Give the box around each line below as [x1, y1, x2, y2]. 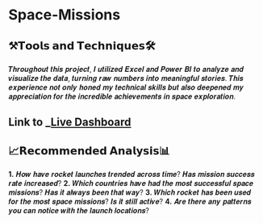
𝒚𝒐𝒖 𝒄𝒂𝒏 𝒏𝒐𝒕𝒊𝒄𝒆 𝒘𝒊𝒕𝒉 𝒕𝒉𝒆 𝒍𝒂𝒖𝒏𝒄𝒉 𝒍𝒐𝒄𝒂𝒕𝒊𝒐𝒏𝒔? [8, 206, 149, 216]
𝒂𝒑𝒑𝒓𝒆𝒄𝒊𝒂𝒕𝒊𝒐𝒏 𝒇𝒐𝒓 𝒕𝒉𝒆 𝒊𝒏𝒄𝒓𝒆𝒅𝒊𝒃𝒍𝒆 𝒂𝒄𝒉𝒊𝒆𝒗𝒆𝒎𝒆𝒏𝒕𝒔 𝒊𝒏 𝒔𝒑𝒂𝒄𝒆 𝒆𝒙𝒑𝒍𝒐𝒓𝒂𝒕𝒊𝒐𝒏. [8, 91, 236, 101]
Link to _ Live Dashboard [8, 116, 131, 129]
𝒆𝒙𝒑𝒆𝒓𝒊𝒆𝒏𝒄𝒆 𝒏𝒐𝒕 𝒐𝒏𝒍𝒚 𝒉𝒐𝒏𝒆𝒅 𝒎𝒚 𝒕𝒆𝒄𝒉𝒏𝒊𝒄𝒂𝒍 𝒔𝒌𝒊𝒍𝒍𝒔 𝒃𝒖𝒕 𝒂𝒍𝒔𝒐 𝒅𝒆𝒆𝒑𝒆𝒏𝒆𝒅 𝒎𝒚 [8, 82, 244, 92]
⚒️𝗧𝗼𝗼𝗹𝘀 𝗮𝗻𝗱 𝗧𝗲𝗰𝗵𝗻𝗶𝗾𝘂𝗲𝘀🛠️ [8, 39, 156, 53]
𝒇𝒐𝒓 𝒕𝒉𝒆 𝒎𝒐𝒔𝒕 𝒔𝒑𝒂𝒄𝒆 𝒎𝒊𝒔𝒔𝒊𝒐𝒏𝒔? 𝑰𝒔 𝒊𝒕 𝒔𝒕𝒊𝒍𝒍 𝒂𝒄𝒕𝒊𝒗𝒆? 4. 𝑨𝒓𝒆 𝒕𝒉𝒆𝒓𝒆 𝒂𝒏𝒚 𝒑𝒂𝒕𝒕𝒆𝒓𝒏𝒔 [8, 196, 252, 207]
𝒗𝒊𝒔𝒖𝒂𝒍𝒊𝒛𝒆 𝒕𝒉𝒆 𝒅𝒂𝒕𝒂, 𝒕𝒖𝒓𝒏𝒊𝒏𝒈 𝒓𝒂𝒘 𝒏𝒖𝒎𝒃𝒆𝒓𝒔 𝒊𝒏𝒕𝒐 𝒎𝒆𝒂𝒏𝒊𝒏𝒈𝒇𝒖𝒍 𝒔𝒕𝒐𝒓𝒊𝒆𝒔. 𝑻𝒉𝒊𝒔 [8, 74, 244, 82]
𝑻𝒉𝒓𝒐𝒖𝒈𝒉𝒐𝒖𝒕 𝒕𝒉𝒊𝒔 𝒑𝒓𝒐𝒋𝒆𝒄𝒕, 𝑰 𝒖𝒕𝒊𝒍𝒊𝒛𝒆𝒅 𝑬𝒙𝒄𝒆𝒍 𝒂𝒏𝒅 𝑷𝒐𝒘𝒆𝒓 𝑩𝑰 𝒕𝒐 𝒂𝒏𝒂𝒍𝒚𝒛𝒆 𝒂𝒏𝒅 [8, 65, 244, 74]
